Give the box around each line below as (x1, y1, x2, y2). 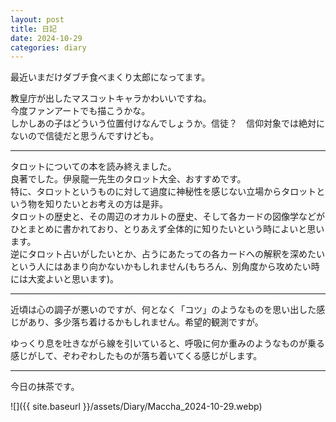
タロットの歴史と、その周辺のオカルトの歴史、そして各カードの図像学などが (10, 211, 326, 223)
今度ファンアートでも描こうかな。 (10, 105, 151, 117)
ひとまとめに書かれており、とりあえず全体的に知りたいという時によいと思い (10, 223, 325, 235)
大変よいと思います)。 (27, 273, 120, 285)
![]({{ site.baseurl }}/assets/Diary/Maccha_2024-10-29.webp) (10, 401, 263, 413)
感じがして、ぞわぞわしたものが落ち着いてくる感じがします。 (10, 350, 263, 362)
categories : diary (10, 42, 87, 53)
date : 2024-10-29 (10, 33, 83, 43)
